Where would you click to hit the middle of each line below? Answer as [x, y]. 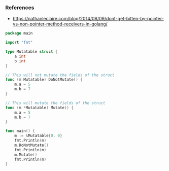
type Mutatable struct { [31, 52]
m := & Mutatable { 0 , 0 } [38, 136]
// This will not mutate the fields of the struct [60, 75]
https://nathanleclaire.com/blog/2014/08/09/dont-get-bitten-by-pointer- [88, 19]
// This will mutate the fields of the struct [55, 103]
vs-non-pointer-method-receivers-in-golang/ [60, 24]
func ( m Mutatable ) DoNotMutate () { [44, 80]
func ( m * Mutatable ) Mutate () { [39, 108]
